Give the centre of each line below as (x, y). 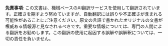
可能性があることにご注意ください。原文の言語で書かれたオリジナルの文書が (84, 20)
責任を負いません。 (33, 39)
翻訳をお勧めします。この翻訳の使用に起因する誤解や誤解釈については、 (83, 32)
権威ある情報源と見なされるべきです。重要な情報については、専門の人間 (79, 26)
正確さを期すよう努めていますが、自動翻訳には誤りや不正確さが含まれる (88, 14)
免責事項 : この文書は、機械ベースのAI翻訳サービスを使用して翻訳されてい (80, 8)
